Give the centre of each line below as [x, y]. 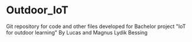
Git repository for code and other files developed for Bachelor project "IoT [96, 26]
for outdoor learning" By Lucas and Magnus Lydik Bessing [77, 32]
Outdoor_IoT [38, 10]
